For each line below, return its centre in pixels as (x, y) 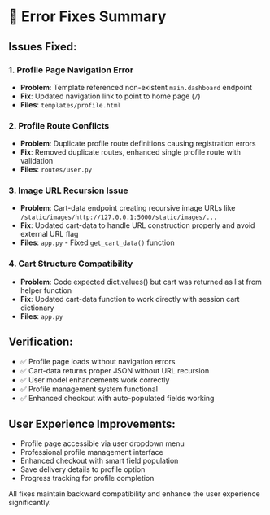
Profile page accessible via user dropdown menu (102, 443)
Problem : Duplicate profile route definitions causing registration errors (138, 144)
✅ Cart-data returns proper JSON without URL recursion (115, 370)
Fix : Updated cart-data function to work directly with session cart (130, 299)
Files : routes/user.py (56, 169)
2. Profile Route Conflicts (59, 125)
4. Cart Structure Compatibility (71, 264)
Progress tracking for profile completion (87, 478)
